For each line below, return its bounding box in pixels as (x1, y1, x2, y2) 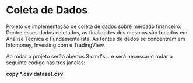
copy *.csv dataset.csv (6, 70, 64, 77)
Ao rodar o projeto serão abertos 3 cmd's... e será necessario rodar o (6, 53, 173, 60)
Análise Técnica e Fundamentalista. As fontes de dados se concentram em (6, 35, 185, 42)
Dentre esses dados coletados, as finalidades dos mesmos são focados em (6, 29, 188, 36)
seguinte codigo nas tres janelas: (6, 59, 86, 66)
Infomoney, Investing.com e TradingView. (6, 41, 106, 49)
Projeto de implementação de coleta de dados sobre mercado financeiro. (6, 23, 182, 30)
